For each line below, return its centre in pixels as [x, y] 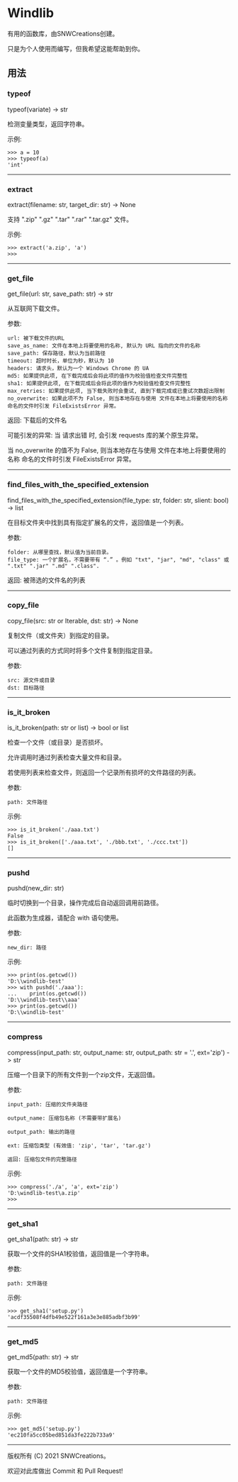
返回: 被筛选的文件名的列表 [46, 580]
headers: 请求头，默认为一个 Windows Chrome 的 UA [78, 369]
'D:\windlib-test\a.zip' [44, 1193]
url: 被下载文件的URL [36, 338]
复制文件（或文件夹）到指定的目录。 [60, 635]
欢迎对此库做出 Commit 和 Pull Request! [65, 1471]
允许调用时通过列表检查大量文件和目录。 [66, 757]
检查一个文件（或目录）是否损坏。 [57, 742]
